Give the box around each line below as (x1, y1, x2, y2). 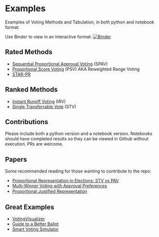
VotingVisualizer (12, 216, 45, 221)
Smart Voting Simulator (12, 226, 59, 232)
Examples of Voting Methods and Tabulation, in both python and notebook (5, 19, 155, 25)
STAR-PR (12, 71, 31, 77)
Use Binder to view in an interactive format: (5, 34, 92, 40)
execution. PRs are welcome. (5, 141, 63, 147)
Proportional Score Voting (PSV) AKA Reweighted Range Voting (12, 66, 140, 72)
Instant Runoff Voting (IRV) (12, 98, 66, 104)
